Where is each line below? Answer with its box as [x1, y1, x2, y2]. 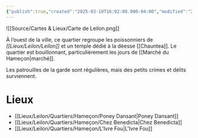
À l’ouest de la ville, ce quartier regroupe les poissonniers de [6, 36, 153, 43]
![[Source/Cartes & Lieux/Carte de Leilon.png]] [6, 25, 120, 32]
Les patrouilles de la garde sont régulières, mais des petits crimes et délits [6, 66, 187, 73]
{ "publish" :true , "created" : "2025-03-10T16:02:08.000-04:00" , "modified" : [6, 8, 189, 15]
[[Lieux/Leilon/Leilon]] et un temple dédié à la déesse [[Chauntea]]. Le [6, 42, 177, 49]
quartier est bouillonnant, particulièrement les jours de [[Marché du [6, 48, 169, 56]
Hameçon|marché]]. [6, 55, 55, 62]
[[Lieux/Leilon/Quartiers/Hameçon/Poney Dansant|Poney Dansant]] [14, 112, 179, 119]
